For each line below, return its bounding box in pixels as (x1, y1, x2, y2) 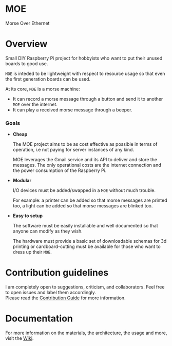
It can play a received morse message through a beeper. (12, 106, 132, 113)
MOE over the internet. (12, 101, 58, 107)
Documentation (5, 313, 73, 324)
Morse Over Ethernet (5, 20, 50, 26)
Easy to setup (12, 213, 43, 219)
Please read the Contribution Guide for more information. (5, 295, 126, 301)
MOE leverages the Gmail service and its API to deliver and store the (12, 157, 158, 163)
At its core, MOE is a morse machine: (5, 86, 81, 92)
